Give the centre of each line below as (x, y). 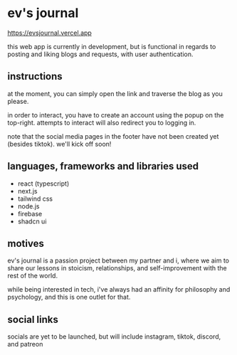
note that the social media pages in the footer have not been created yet (113, 136)
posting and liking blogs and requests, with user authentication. (100, 54)
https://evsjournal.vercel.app (50, 33)
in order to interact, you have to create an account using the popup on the (116, 115)
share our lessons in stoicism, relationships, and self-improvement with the (117, 268)
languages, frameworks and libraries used (103, 166)
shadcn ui (32, 221)
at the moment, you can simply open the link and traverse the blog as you (115, 93)
